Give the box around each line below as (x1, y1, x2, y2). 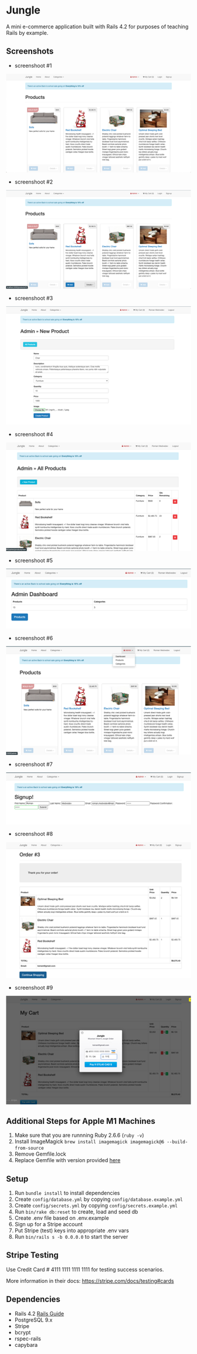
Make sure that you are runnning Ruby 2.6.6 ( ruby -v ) (14, 1131, 145, 1139)
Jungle (6, 4, 41, 17)
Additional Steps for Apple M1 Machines (6, 1116, 155, 1126)
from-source (14, 1146, 44, 1151)
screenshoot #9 (14, 984, 53, 991)
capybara (14, 1341, 38, 1348)
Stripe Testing (6, 1250, 59, 1260)
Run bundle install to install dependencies (14, 1189, 120, 1196)
